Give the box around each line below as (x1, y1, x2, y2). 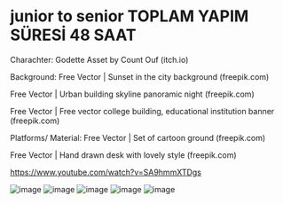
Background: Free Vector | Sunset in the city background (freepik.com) (10, 71, 270, 82)
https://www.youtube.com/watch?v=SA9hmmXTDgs (10, 167, 202, 177)
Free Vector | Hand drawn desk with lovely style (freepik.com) (10, 149, 238, 160)
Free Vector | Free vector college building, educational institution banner (10, 105, 275, 116)
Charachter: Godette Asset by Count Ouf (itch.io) (10, 54, 189, 65)
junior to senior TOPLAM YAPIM (10, 6, 249, 27)
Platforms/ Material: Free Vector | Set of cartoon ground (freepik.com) (10, 132, 266, 143)
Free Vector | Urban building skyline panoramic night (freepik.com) (10, 89, 255, 99)
